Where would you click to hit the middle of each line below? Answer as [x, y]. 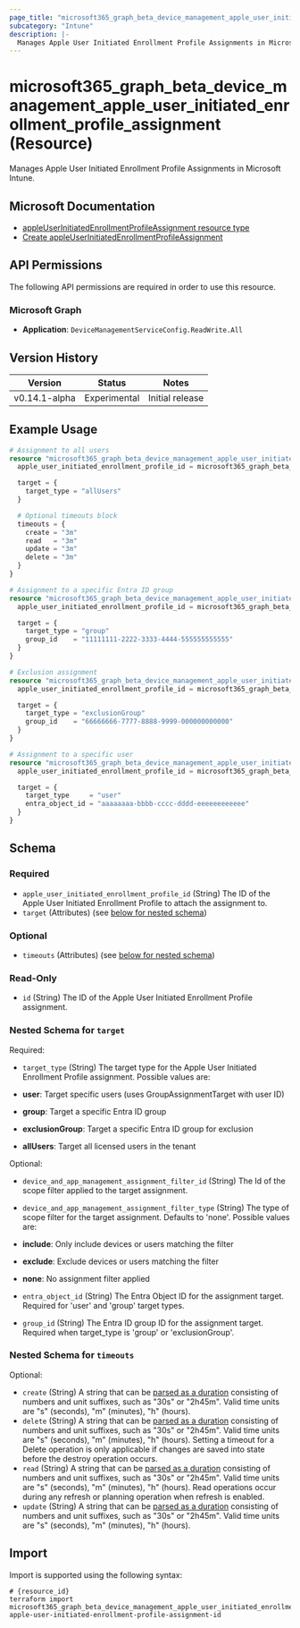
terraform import [42, 1599]
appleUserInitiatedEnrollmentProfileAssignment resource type [136, 228]
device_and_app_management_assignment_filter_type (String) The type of [156, 1208]
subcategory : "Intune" [51, 26]
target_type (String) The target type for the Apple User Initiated [139, 1067]
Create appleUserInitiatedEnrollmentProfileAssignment [122, 237]
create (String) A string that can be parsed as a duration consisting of [150, 1392]
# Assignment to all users [59, 450]
